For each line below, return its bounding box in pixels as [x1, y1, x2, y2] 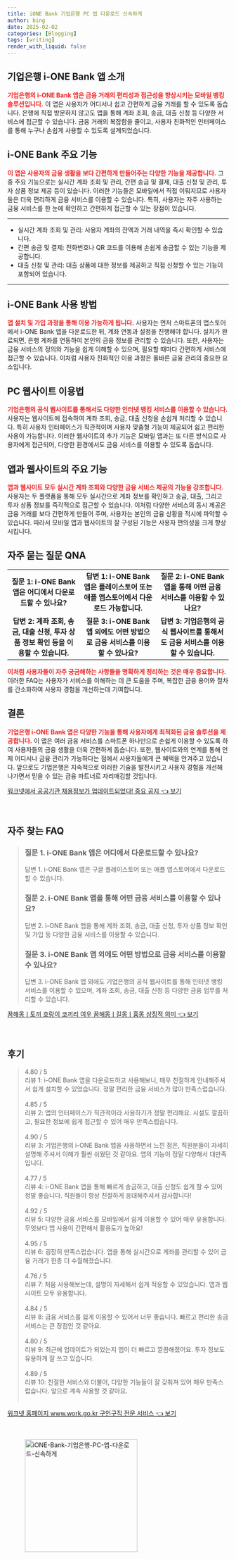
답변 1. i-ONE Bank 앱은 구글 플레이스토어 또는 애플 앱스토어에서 [24, 865, 202, 874]
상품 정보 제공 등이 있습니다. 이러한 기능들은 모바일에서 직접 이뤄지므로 [14, 186, 208, 194]
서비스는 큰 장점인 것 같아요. [24, 1321, 102, 1329]
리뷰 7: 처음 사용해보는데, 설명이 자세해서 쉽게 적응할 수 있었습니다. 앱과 [24, 1279, 221, 1289]
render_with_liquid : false [7, 43, 86, 50]
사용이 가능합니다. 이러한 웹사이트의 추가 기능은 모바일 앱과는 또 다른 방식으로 [7, 432, 219, 440]
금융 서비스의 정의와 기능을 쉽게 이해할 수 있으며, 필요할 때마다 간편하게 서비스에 [7, 345, 227, 353]
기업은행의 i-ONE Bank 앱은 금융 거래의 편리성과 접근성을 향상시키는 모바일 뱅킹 [7, 91, 225, 99]
